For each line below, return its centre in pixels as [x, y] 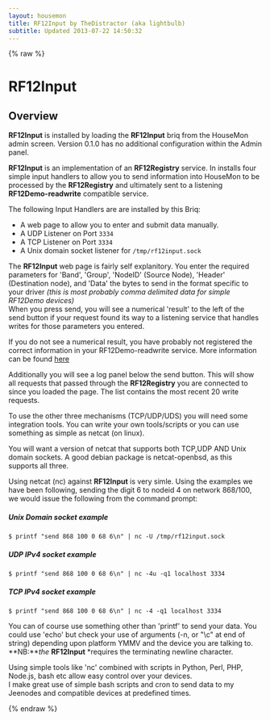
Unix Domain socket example [58, 517]
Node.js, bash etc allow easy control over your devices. [100, 676]
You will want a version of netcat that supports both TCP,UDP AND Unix [127, 449]
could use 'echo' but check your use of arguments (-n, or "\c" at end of [127, 635]
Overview [33, 116]
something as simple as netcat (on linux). [77, 433]
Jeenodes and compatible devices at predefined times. [100, 693]
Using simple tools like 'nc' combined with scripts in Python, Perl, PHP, [126, 668]
